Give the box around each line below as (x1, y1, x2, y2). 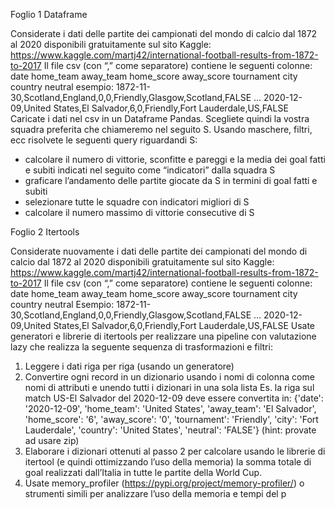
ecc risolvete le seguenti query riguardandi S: (10, 134, 198, 146)
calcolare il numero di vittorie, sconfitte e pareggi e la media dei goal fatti (24, 154, 326, 165)
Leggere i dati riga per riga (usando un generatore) (24, 360, 235, 372)
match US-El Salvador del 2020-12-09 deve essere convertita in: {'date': (24, 392, 324, 404)
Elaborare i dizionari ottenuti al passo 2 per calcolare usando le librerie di (24, 445, 326, 457)
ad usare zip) (24, 435, 80, 446)
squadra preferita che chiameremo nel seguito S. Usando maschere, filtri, (10, 124, 313, 135)
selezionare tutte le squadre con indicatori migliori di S (24, 196, 250, 208)
